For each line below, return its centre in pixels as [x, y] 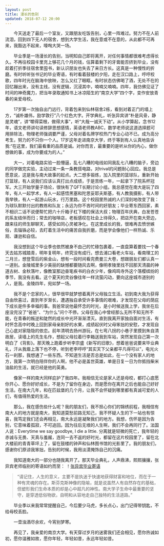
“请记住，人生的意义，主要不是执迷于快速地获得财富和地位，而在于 [84, 477]
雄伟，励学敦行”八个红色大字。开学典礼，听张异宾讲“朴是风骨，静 [90, 115]
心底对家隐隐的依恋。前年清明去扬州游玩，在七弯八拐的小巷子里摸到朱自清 [84, 331]
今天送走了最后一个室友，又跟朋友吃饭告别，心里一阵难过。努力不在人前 [86, 33]
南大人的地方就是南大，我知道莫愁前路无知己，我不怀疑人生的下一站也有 [78, 413]
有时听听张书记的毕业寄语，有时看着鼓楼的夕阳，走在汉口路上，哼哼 [82, 75]
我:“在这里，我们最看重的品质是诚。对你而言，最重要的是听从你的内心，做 [79, 146]
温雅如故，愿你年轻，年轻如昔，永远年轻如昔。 [69, 539]
